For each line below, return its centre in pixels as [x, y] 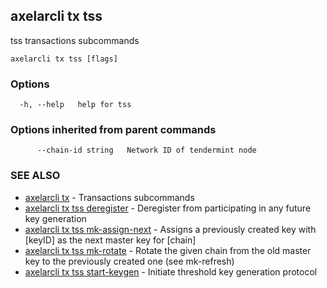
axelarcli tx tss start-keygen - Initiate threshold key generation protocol [171, 271]
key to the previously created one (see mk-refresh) [129, 261]
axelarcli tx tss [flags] [64, 59]
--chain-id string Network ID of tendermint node [146, 150]
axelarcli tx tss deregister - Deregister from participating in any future [168, 208]
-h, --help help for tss [75, 105]
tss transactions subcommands [75, 40]
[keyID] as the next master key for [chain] [110, 240]
